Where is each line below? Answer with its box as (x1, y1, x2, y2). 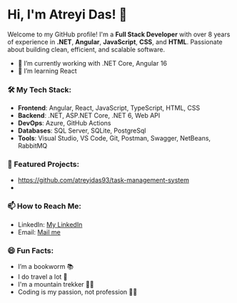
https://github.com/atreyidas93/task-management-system (17, 175, 189, 184)
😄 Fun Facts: (7, 245, 54, 255)
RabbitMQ (17, 142, 48, 150)
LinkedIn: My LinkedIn (17, 220, 83, 229)
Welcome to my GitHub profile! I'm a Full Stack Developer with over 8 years (7, 30, 231, 38)
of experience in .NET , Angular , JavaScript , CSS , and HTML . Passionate (7, 37, 223, 46)
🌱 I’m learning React (17, 66, 77, 75)
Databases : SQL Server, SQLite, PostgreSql (17, 126, 146, 135)
